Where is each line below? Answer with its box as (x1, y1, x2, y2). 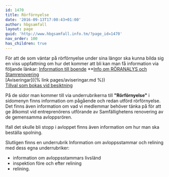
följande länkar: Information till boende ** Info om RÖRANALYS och (5, 66, 147, 72)
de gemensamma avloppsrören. (5, 114, 73, 120)
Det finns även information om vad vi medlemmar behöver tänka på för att (5, 103, 161, 109)
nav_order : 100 (5, 36, 38, 42)
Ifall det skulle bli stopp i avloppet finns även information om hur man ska (5, 124, 160, 130)
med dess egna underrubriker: (5, 145, 70, 151)
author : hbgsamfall (5, 22, 47, 27)
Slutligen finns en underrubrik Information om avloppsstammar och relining (5, 139, 164, 145)
